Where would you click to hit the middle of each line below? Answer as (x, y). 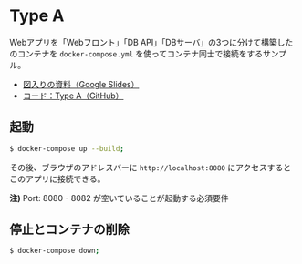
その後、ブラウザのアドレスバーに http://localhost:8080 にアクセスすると (151, 167)
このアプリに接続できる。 (57, 178)
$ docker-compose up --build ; (67, 148)
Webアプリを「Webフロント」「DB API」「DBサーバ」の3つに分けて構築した (151, 42)
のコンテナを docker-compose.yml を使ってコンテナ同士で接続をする (136, 53)
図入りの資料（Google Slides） (81, 84)
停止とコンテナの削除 (69, 230)
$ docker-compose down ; (55, 251)
